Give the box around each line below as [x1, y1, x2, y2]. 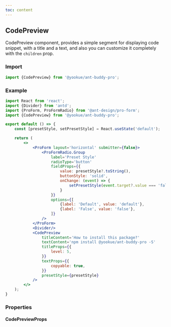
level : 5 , [50, 249, 72, 254]
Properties [5, 304, 32, 311]
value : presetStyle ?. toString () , [60, 169, 131, 174]
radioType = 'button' [50, 159, 93, 164]
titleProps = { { [41, 245, 72, 250]
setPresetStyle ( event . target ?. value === [69, 183, 156, 188]
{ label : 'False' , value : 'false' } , [60, 206, 136, 212]
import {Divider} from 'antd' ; [5, 103, 72, 108]
